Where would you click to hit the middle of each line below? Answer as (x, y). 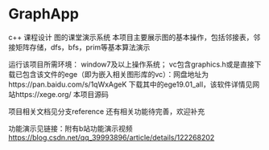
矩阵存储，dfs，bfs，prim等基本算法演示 (83, 47)
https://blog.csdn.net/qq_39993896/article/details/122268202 (112, 137)
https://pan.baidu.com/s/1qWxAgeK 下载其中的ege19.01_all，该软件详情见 (130, 84)
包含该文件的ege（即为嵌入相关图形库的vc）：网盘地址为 (116, 74)
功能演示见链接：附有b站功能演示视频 (70, 128)
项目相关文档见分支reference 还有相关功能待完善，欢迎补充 (107, 111)
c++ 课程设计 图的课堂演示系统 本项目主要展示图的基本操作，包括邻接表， (131, 37)
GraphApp (43, 14)
